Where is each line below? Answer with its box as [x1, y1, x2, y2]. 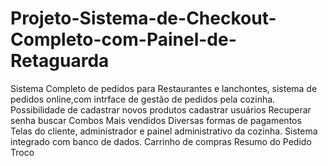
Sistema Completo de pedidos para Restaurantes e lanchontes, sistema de [10, 82, 318, 94]
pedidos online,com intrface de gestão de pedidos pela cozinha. [10, 93, 276, 105]
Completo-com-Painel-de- [10, 28, 237, 51]
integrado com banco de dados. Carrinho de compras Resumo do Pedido [10, 135, 312, 147]
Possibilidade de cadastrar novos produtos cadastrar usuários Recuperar [10, 103, 312, 116]
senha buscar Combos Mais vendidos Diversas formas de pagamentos [10, 114, 302, 126]
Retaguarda [10, 50, 110, 72]
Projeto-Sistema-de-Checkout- [10, 7, 277, 30]
